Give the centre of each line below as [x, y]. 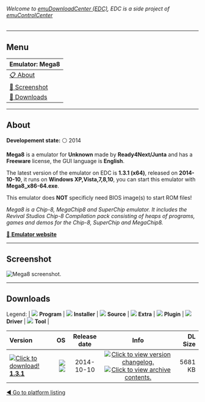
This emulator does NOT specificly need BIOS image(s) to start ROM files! [99, 197]
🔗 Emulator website [31, 234]
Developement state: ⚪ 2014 [44, 140]
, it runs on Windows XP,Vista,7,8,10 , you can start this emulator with [108, 179]
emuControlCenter [30, 15]
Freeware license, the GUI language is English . [66, 161]
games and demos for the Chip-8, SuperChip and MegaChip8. [85, 222]
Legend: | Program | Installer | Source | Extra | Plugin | [95, 314]
